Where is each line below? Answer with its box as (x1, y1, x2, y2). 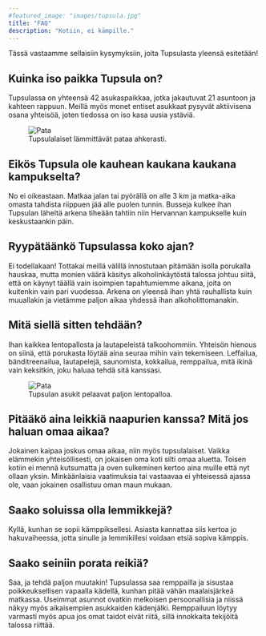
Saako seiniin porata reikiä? (8, 556, 149, 570)
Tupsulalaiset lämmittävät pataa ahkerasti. (28, 134, 167, 144)
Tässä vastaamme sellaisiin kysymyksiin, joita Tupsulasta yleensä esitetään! (8, 49, 259, 58)
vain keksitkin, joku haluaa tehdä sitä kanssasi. (8, 365, 163, 375)
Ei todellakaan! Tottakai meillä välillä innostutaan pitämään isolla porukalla (8, 261, 251, 271)
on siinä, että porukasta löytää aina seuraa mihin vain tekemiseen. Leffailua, (8, 348, 258, 357)
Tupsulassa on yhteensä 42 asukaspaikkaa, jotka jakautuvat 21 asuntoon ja (8, 93, 256, 103)
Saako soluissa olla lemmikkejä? (8, 503, 173, 517)
